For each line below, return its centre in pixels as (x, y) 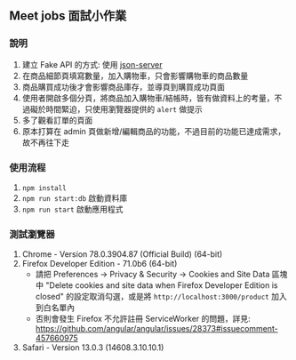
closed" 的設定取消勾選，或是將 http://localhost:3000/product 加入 (161, 297)
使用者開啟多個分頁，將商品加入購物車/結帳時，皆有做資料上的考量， (148, 98)
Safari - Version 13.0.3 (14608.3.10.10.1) (93, 348)
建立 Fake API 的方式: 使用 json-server (92, 64)
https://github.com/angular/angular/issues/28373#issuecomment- (156, 329)
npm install (44, 188)
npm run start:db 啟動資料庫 (75, 197)
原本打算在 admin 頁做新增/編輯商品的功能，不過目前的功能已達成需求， (154, 131)
